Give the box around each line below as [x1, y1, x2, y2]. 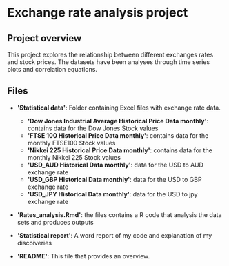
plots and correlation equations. [7, 65, 98, 73]
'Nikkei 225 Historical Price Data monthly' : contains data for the [27, 146, 212, 154]
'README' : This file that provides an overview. [17, 252, 150, 260]
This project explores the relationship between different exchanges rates [7, 50, 214, 59]
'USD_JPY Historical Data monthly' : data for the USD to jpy [27, 190, 198, 198]
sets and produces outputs [17, 218, 94, 226]
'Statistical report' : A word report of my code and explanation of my [17, 231, 212, 239]
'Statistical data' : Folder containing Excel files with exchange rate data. [17, 103, 221, 112]
